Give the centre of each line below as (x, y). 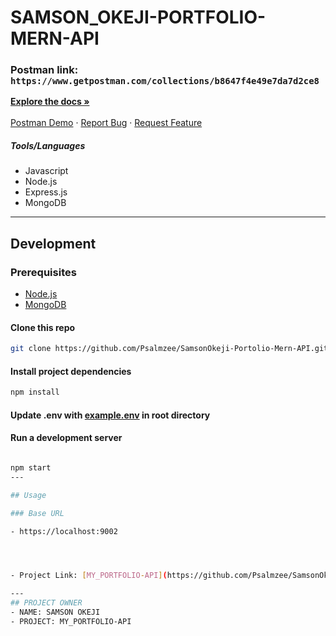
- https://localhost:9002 (64, 531)
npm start (31, 468)
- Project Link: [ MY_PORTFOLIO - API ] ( (89, 576)
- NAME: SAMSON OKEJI (55, 612)
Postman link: (44, 70)
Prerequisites (43, 272)
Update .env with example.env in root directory (110, 415)
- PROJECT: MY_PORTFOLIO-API (71, 621)
